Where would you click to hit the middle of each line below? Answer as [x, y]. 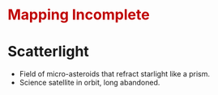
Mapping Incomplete [79, 15]
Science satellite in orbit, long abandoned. [90, 83]
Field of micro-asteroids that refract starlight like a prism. [115, 74]
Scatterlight [49, 52]
